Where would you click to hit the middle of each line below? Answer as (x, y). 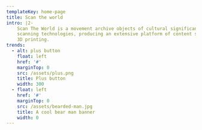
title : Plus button (41, 78)
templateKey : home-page (36, 12)
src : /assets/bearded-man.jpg (55, 106)
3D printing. (33, 40)
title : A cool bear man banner (56, 112)
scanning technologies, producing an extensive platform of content (105, 34)
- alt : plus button (36, 51)
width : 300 (31, 84)
